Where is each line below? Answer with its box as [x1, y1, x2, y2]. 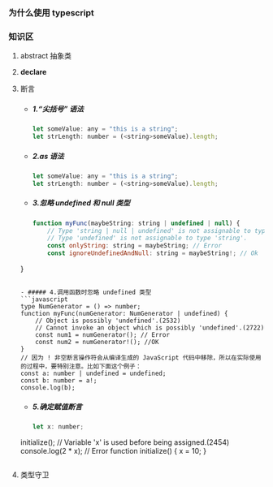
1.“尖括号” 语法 [32, 104, 84, 114]
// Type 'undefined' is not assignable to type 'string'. [47, 234, 248, 243]
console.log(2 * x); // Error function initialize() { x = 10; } [19, 446, 207, 455]
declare [19, 67, 47, 77]
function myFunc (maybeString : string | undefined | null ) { [32, 219, 240, 227]
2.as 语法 [32, 151, 65, 161]
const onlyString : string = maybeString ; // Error [47, 242, 222, 250]
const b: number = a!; [19, 377, 97, 385]
